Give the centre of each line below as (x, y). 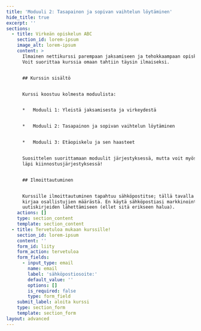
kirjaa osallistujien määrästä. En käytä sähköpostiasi (93, 201)
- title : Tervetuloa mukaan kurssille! (61, 229)
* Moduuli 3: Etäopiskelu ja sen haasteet (78, 142)
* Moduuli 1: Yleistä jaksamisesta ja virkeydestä (89, 110)
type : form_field (49, 297)
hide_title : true (28, 17)
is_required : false (52, 291)
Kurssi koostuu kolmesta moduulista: (69, 94)
